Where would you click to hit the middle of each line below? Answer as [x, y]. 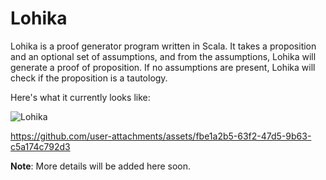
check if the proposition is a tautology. [89, 78]
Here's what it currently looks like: [80, 97]
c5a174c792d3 [40, 146]
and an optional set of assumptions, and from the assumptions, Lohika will [163, 56]
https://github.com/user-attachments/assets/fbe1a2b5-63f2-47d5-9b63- [161, 136]
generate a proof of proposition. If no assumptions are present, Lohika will [163, 67]
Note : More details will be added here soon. [101, 166]
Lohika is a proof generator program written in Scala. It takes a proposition [163, 46]
